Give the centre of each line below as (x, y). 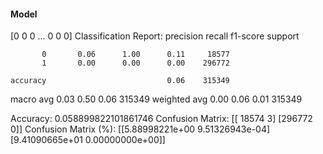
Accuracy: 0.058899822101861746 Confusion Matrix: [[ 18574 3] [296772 (161, 119)
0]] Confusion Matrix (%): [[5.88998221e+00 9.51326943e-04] (140, 129)
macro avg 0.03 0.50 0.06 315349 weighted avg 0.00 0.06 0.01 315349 (156, 99)
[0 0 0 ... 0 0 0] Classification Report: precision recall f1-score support (155, 36)
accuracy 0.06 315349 (120, 81)
